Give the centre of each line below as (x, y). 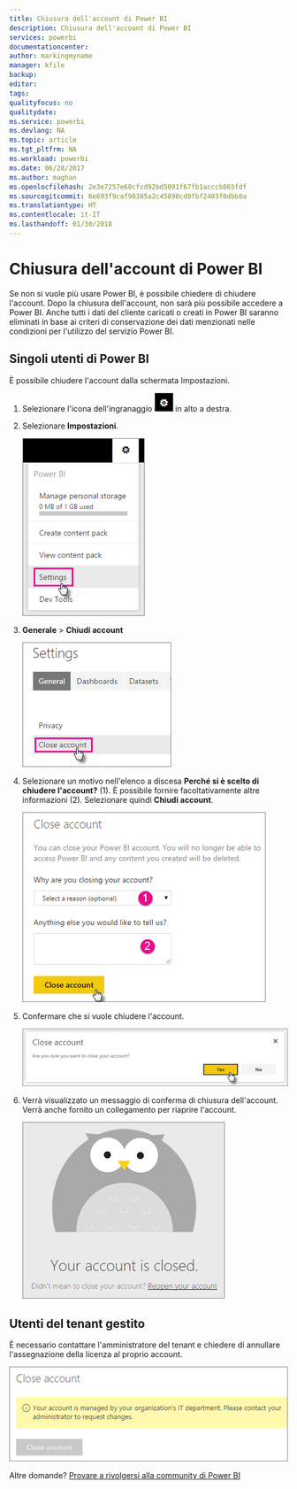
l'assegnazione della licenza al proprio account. (96, 1354)
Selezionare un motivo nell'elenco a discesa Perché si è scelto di (140, 781)
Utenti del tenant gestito (77, 1323)
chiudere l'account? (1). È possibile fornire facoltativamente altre (141, 790)
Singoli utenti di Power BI (79, 359)
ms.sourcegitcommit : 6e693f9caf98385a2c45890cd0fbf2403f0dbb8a (128, 196)
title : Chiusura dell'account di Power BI (88, 19)
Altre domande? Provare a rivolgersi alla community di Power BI (125, 1476)
